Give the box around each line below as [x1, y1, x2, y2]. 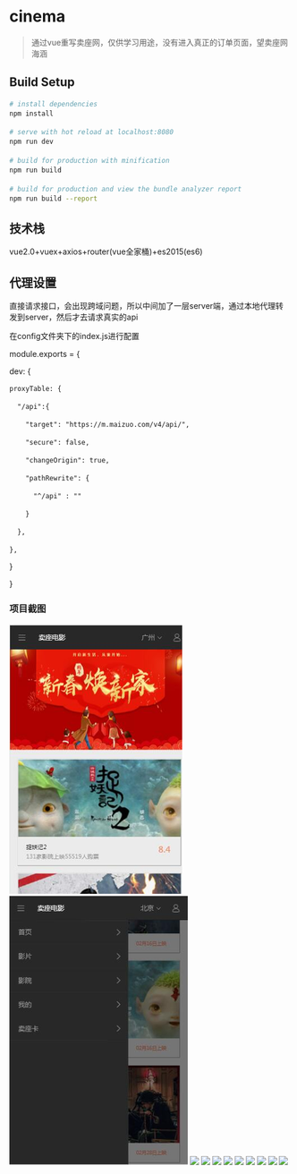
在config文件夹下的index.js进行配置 [9, 331, 140, 341]
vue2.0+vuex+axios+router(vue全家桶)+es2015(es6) [9, 246, 203, 257]
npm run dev [9, 137, 54, 147]
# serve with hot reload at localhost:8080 [9, 128, 174, 137]
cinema [9, 6, 65, 27]
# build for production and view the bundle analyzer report [9, 184, 242, 193]
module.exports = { [9, 349, 81, 359]
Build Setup [9, 74, 75, 90]
